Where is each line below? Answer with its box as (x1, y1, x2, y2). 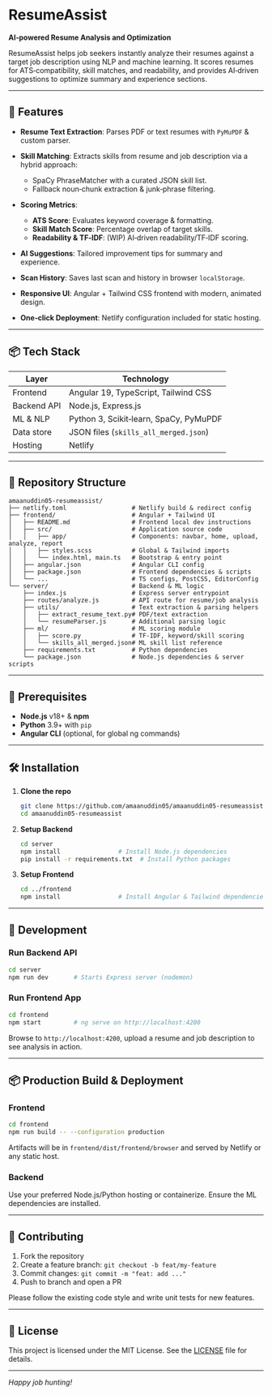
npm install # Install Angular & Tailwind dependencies (19, 893, 267, 901)
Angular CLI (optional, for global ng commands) (19, 728, 181, 739)
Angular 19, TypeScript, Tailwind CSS (68, 387, 212, 398)
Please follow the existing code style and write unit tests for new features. (8, 1293, 255, 1303)
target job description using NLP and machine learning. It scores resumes (8, 57, 254, 67)
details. (8, 1354, 33, 1363)
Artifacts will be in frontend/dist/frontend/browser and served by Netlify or (8, 1143, 261, 1152)
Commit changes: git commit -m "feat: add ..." (19, 1268, 186, 1278)
